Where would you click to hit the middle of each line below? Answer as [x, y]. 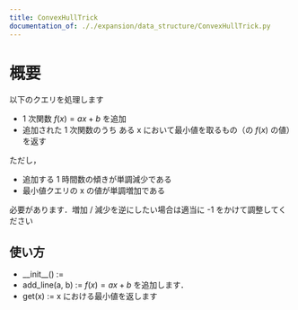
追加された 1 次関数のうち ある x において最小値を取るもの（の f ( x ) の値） [156, 130]
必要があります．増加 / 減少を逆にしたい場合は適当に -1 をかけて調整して [144, 210]
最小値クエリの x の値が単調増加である [94, 190]
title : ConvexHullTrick [54, 18]
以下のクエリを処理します [57, 100]
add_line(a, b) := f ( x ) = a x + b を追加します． [105, 285]
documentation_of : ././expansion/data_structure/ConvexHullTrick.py [140, 26]
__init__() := [43, 274]
